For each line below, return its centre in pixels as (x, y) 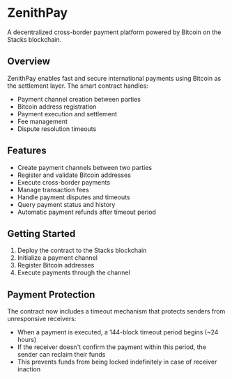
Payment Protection (51, 294)
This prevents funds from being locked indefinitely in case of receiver (117, 362)
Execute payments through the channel (74, 272)
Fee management (42, 121)
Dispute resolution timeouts (57, 129)
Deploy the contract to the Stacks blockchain (82, 250)
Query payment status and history (66, 204)
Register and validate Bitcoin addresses (74, 175)
